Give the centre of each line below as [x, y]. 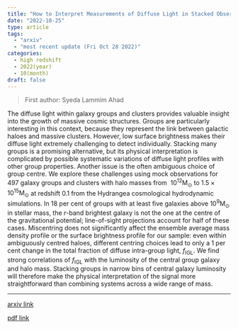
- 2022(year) [33, 67]
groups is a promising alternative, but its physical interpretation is [103, 151]
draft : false [27, 80]
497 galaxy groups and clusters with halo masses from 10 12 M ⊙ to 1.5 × [111, 183]
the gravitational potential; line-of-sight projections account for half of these [118, 220]
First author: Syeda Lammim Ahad [74, 100]
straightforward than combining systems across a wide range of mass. [110, 284]
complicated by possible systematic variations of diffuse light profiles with [116, 159]
